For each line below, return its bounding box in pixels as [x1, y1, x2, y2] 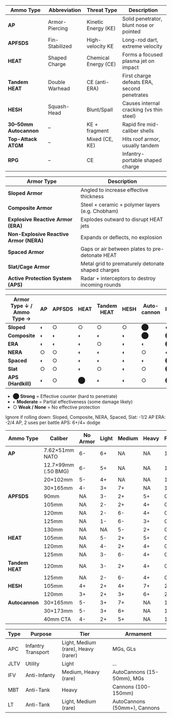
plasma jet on [122, 57, 155, 65]
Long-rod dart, [122, 36, 159, 43]
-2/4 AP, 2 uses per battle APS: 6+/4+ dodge [5, 419, 101, 426]
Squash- [48, 103, 70, 110]
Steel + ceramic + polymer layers [80, 201, 160, 208]
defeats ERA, [122, 79, 154, 86]
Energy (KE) [87, 25, 116, 32]
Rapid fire [122, 121, 146, 128]
